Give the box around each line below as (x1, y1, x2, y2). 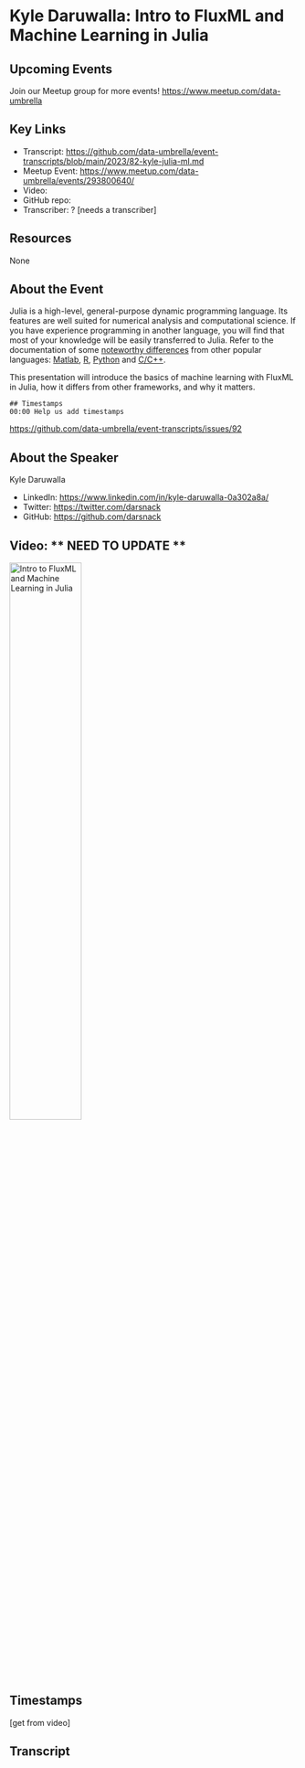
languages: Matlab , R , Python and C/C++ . (9, 354, 166, 366)
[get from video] (9, 1717, 71, 1728)
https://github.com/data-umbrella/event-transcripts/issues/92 (9, 423, 242, 434)
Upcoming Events (9, 61, 112, 77)
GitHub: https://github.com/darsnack (22, 511, 162, 522)
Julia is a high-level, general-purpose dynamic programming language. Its (9, 305, 289, 316)
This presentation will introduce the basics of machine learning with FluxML (9, 372, 294, 383)
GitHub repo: (22, 194, 71, 206)
